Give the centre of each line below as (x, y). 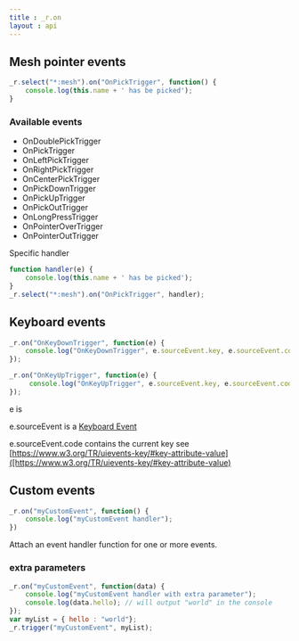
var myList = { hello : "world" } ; (73, 620)
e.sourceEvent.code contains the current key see (99, 443)
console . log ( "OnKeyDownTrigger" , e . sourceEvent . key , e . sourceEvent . (155, 351)
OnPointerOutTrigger (61, 236)
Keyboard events (58, 322)
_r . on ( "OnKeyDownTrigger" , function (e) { (87, 343)
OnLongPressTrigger (60, 217)
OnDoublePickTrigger (61, 141)
